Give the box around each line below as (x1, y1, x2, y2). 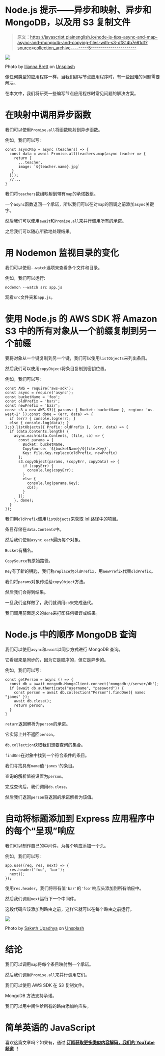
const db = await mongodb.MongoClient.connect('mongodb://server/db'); (9, 681, 160, 686)
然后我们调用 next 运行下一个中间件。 (5, 895, 79, 901)
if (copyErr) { (23, 463, 54, 468)
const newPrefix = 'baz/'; (5, 403, 60, 408)
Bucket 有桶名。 (5, 547, 36, 553)
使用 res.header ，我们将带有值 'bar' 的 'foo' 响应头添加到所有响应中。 (5, 885, 144, 891)
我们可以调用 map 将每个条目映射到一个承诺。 (5, 961, 94, 967)
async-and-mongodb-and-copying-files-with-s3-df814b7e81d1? (17, 39, 148, 45)
